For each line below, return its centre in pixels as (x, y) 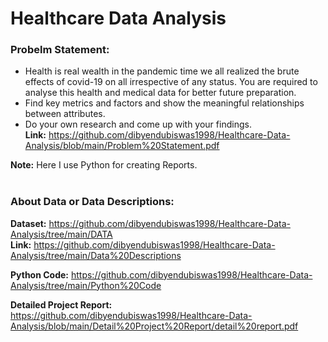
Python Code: (40, 274)
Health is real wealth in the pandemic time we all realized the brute (162, 71)
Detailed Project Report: (61, 304)
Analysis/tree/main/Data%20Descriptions (96, 255)
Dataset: (28, 223)
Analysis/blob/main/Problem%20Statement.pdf (122, 146)
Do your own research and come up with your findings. (138, 124)
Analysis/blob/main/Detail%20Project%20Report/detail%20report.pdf (154, 326)
